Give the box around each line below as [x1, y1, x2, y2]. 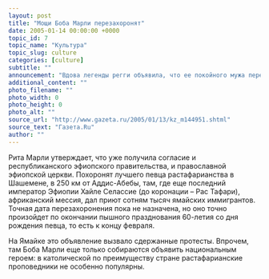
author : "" [8, 130, 45, 138]
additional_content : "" [8, 78, 88, 86]
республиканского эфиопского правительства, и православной [8, 161, 227, 170]
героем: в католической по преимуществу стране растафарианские [8, 253, 243, 262]
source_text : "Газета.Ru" [8, 123, 94, 131]
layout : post [8, 11, 52, 20]
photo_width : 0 [8, 94, 59, 102]
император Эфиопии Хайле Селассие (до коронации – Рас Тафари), [8, 186, 240, 196]
